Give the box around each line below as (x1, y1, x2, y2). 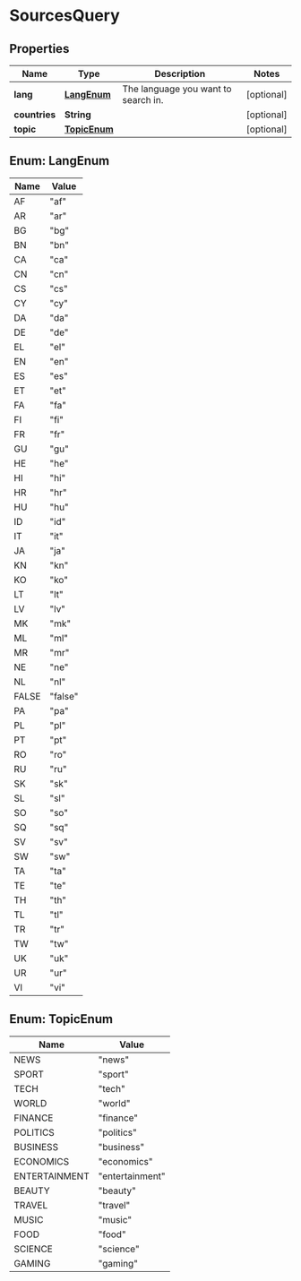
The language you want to (122, 82, 232, 95)
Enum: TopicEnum (9, 1011, 114, 1027)
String (64, 108, 91, 121)
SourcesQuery (9, 5, 121, 26)
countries (13, 108, 56, 121)
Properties (9, 41, 70, 56)
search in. (122, 94, 164, 106)
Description (154, 68, 206, 80)
